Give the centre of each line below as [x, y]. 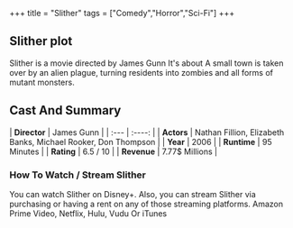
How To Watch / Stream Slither [78, 175]
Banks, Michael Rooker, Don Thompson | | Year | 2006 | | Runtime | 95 [141, 141]
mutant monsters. [42, 82]
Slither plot [41, 41]
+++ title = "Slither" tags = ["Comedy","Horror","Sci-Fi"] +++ [122, 13]
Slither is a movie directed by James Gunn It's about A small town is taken [146, 63]
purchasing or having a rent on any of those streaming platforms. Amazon [146, 204]
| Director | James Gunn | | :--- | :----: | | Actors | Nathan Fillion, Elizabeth [147, 132]
